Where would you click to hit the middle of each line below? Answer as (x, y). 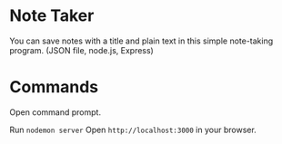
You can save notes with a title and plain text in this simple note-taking (141, 41)
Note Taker (52, 16)
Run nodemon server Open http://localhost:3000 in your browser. (133, 130)
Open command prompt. (55, 112)
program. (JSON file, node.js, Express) (82, 50)
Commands (54, 87)
